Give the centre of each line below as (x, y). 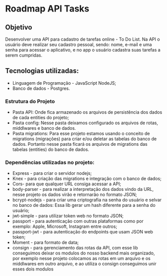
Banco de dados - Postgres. (41, 88)
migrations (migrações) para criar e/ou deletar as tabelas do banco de (84, 139)
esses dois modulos (33, 269)
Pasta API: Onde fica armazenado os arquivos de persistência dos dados (87, 112)
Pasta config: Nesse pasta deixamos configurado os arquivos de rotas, (85, 123)
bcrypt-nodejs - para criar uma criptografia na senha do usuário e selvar (87, 200)
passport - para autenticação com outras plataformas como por (78, 221)
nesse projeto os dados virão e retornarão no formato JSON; (75, 195)
